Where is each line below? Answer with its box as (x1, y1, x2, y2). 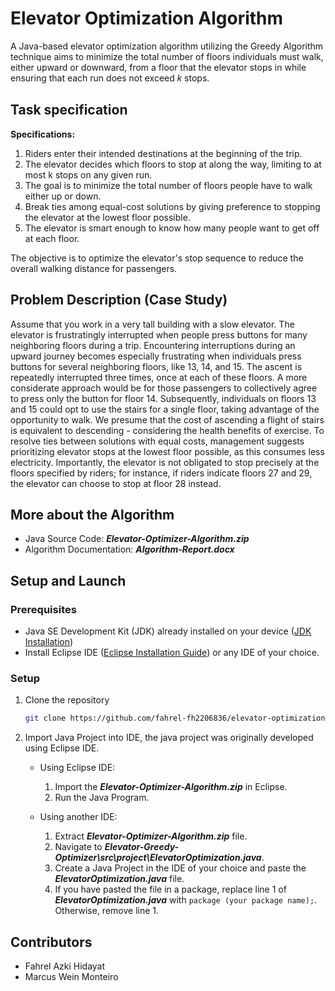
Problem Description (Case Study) (10, 292, 228, 309)
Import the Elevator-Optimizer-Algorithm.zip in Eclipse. (54, 781, 288, 793)
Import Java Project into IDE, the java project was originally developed (24, 732, 314, 744)
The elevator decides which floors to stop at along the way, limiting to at (24, 158, 322, 170)
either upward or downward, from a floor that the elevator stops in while (10, 61, 307, 73)
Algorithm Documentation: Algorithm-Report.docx (24, 543, 235, 556)
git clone (24, 713, 67, 724)
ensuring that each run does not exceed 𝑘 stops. (10, 72, 210, 84)
